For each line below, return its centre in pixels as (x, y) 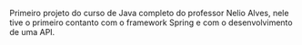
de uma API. (32, 32)
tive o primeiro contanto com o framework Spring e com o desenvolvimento (151, 22)
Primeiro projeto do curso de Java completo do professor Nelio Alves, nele (149, 13)
